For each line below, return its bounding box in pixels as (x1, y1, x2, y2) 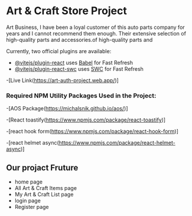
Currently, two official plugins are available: (6, 47, 112, 54)
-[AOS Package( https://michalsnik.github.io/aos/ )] (6, 105, 128, 112)
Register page (14, 204, 49, 211)
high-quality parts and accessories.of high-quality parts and (6, 36, 153, 43)
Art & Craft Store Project (6, 4, 127, 18)
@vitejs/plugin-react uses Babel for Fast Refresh (14, 59, 134, 66)
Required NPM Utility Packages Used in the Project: (6, 91, 157, 100)
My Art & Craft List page (14, 191, 74, 198)
